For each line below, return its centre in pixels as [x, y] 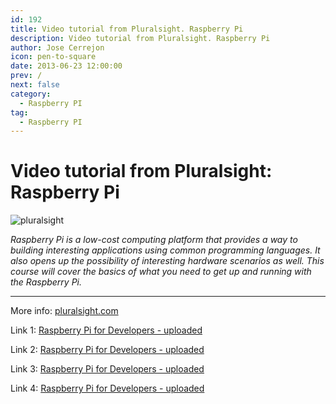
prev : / [26, 76]
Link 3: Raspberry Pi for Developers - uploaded [107, 369]
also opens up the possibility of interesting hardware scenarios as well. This [167, 261]
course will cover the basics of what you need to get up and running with [161, 272]
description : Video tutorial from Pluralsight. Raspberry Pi [140, 38]
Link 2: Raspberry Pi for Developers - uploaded [107, 350]
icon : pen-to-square [53, 57]
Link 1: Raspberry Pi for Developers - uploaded [106, 330]
